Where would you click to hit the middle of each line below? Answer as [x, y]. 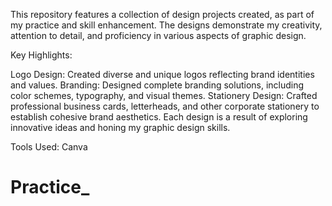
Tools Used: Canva [49, 147]
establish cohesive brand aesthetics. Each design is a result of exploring [159, 117]
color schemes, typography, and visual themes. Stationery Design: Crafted [164, 95]
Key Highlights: [41, 55]
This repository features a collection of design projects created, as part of [162, 14]
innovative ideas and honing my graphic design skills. [120, 127]
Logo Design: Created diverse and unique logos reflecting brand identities [162, 74]
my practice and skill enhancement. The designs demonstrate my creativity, [166, 25]
